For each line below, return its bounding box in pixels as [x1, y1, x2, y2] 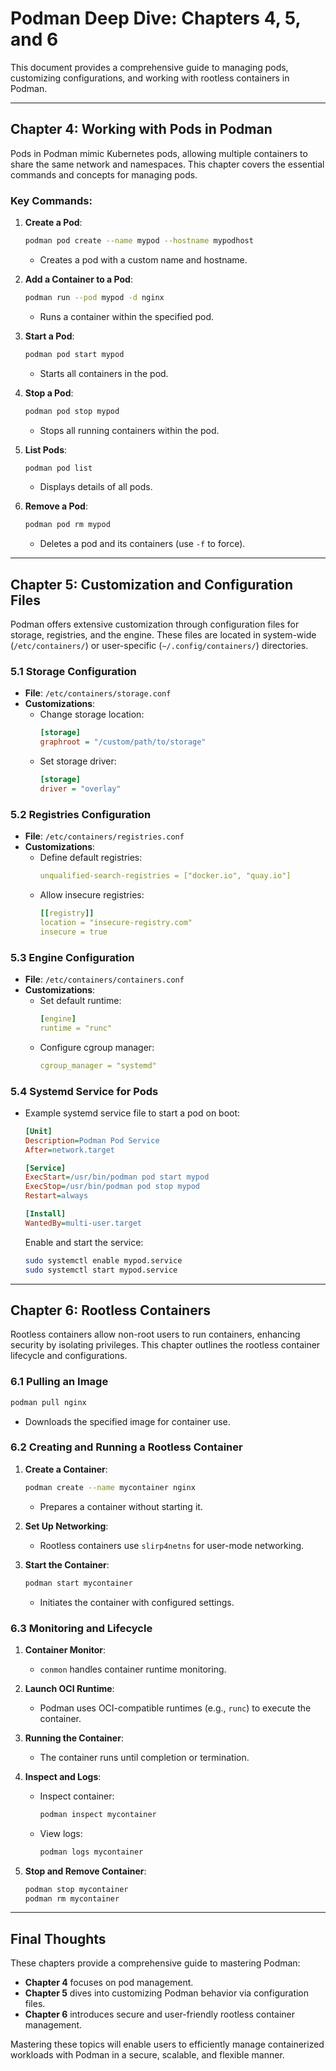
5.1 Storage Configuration [10, 665, 137, 679]
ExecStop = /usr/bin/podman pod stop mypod [24, 1182, 201, 1192]
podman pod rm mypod [24, 520, 111, 530]
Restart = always [24, 1191, 89, 1201]
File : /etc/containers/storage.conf [24, 687, 172, 699]
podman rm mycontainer [24, 1893, 120, 1904]
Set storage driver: [39, 755, 117, 767]
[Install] [24, 1209, 67, 1219]
